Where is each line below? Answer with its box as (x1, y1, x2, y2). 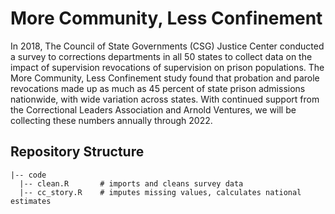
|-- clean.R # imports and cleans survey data (19, 178, 244, 189)
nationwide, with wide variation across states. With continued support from (10, 93, 320, 105)
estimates (10, 196, 52, 206)
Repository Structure (10, 143, 145, 161)
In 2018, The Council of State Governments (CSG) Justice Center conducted (10, 40, 325, 52)
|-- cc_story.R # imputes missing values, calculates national (19, 187, 302, 197)
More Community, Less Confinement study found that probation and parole (10, 72, 320, 84)
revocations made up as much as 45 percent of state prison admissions (10, 82, 306, 94)
